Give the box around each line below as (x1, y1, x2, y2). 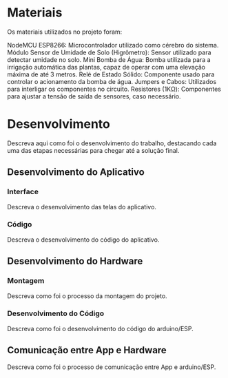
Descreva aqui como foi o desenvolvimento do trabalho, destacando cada (7, 139, 217, 147)
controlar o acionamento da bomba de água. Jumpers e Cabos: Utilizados (7, 77, 217, 85)
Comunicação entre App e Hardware (7, 344, 167, 356)
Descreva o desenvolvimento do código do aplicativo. (7, 235, 160, 244)
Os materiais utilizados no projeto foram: (7, 28, 123, 36)
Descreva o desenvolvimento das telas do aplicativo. (7, 202, 157, 211)
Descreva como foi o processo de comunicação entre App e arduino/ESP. (7, 363, 216, 371)
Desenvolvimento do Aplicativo (7, 167, 145, 178)
